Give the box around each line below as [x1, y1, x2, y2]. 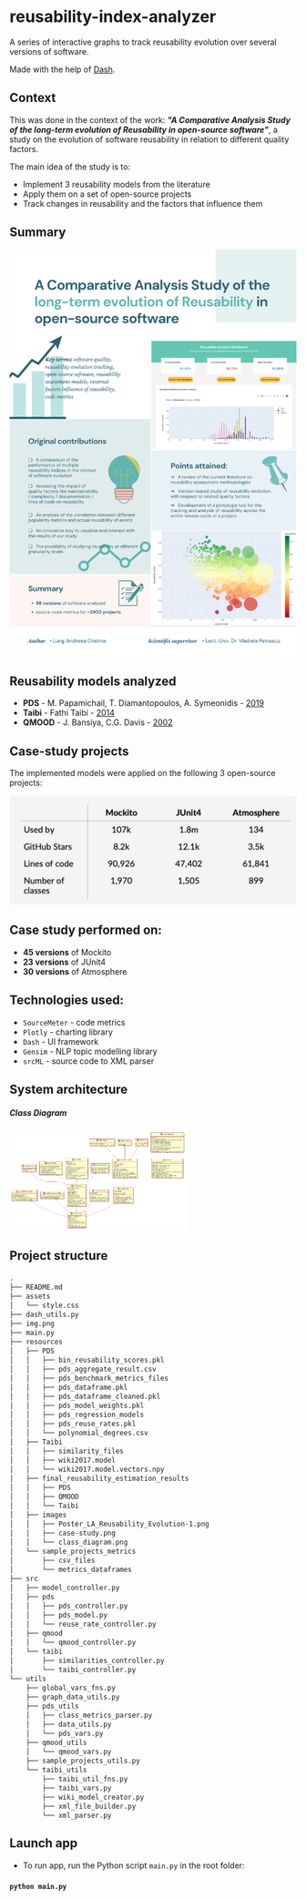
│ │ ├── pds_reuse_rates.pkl [9, 1419, 137, 1428]
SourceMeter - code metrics [22, 1016, 126, 1027]
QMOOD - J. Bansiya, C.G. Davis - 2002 [22, 717, 173, 728]
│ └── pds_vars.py [25, 1729, 104, 1738]
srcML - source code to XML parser [22, 1055, 155, 1067]
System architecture [9, 1081, 128, 1097]
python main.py [9, 1883, 67, 1892]
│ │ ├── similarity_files [9, 1446, 125, 1456]
